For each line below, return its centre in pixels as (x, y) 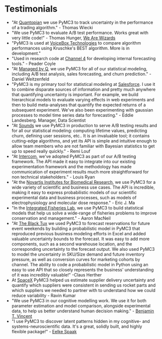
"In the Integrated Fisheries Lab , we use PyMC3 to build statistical (77, 208)
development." (26, 53)
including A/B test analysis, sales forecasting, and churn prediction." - (81, 74)
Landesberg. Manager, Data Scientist (49, 120)
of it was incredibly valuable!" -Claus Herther (57, 274)
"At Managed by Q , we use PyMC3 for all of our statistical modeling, (79, 68)
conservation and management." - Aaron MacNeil (61, 218)
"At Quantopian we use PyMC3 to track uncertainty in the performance (82, 22)
